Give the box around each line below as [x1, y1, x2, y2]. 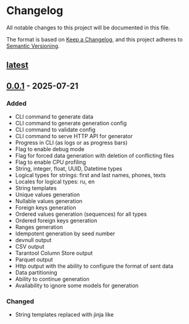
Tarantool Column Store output [15, 249, 93, 257]
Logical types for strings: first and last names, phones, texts [15, 172, 166, 179]
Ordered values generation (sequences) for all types [15, 210, 148, 218]
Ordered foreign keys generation [15, 217, 98, 224]
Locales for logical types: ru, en [15, 178, 95, 185]
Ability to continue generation [15, 276, 90, 283]
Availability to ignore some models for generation [15, 282, 139, 289]
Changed [6, 297, 35, 306]
